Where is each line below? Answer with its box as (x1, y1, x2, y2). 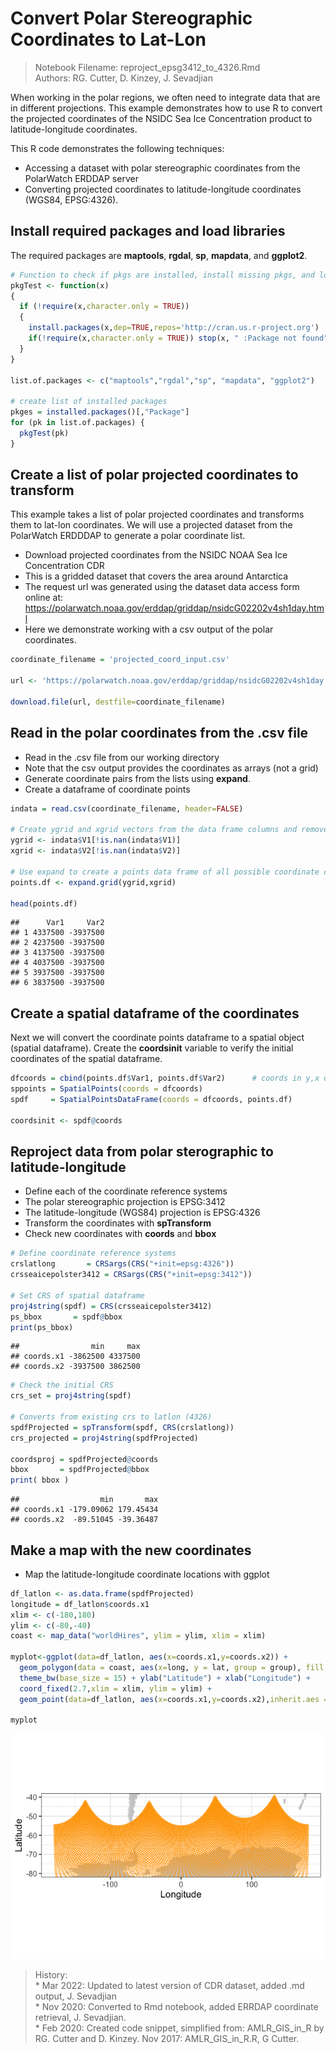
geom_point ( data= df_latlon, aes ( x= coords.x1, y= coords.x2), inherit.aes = (19, 1694, 329, 1704)
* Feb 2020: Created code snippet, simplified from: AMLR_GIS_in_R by (34, 2022, 325, 2034)
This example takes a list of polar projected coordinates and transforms (10, 508, 305, 521)
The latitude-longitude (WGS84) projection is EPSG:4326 (24, 1207, 261, 1219)
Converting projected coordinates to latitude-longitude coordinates (24, 183, 302, 195)
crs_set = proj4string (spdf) (10, 1391, 132, 1401)
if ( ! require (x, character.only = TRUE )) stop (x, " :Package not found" (28, 333, 329, 343)
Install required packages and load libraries (10, 223, 286, 240)
